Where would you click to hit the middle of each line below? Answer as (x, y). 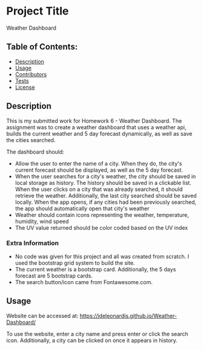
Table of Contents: (42, 47)
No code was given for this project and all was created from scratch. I (102, 256)
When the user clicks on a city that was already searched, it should (99, 189)
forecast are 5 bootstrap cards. (54, 276)
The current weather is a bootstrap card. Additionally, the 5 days (95, 269)
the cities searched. (31, 140)
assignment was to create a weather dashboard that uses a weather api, (96, 127)
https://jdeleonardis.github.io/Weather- (128, 316)
